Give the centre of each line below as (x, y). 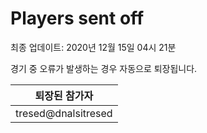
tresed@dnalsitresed (64, 113)
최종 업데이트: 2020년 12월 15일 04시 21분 (93, 47)
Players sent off (77, 18)
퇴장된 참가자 (64, 95)
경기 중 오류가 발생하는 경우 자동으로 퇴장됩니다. (104, 68)
